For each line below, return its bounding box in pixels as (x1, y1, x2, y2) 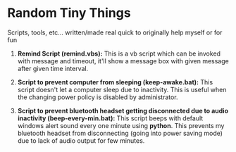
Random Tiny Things (7, 5, 132, 21)
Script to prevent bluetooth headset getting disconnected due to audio (17, 106, 229, 115)
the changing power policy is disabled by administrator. (17, 93, 178, 101)
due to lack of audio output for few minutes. (17, 136, 145, 145)
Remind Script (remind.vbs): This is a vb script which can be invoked (17, 49, 221, 58)
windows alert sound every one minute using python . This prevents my (17, 121, 225, 129)
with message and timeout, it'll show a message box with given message (17, 56, 229, 65)
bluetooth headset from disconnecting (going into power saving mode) (17, 129, 223, 137)
